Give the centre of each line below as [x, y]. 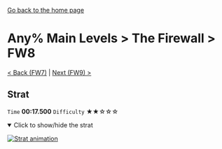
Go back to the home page [46, 10]
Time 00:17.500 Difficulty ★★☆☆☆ [63, 111]
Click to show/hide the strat [53, 125]
